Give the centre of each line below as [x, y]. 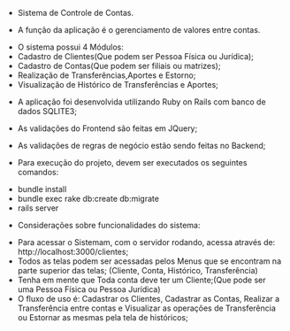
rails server [38, 208]
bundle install [42, 189]
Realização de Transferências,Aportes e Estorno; [107, 75]
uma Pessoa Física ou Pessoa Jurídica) [89, 289]
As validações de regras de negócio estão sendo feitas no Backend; [141, 146]
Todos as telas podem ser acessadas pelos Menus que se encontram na [149, 261]
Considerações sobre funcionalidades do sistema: [109, 225]
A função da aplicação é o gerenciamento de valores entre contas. [139, 30]
